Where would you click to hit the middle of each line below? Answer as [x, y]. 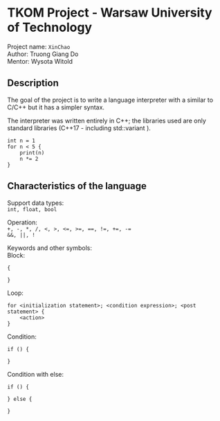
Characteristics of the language [77, 186]
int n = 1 [21, 141]
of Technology [49, 27]
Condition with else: [36, 374]
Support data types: [36, 203]
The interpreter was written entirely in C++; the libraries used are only [107, 120]
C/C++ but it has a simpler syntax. [56, 107]
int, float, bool [32, 209]
